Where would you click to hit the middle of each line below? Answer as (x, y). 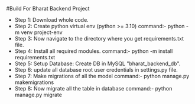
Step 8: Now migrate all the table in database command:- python (93, 88)
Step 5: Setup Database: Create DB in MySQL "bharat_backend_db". (97, 63)
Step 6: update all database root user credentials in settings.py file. (96, 70)
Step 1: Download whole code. (51, 20)
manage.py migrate (38, 95)
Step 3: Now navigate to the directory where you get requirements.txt (99, 38)
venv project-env (42, 32)
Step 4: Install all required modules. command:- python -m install (94, 51)
